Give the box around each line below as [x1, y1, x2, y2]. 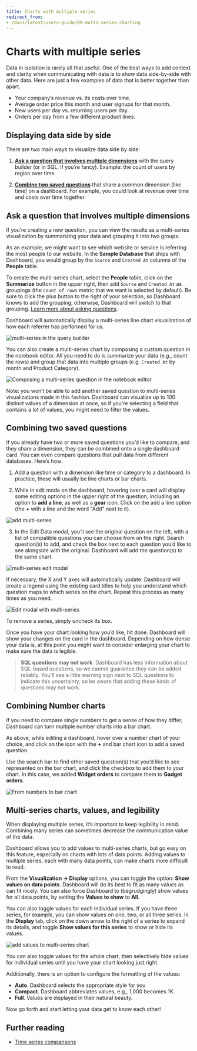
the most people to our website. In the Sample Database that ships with [6, 250, 181, 257]
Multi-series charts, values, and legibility [6, 805, 160, 815]
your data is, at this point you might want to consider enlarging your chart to [6, 641, 190, 648]
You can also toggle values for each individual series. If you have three [6, 905, 178, 912]
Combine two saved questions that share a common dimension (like [14, 181, 182, 188]
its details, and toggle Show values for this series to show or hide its [6, 924, 173, 931]
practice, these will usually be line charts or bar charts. [14, 475, 148, 482]
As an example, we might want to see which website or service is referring [6, 243, 187, 251]
